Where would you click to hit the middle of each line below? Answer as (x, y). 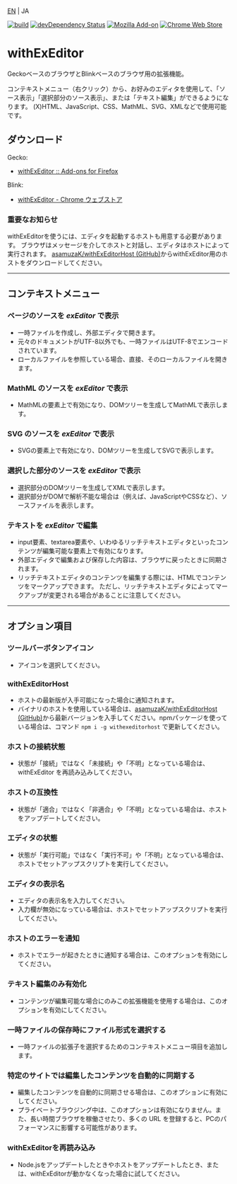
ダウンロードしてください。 (66, 263)
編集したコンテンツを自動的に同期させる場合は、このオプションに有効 (120, 1092)
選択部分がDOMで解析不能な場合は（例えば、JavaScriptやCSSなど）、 (119, 496)
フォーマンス (36, 1128)
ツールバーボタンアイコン (50, 648)
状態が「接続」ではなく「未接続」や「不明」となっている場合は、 (113, 763)
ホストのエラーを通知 (43, 938)
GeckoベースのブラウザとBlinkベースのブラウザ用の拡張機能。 (98, 74)
